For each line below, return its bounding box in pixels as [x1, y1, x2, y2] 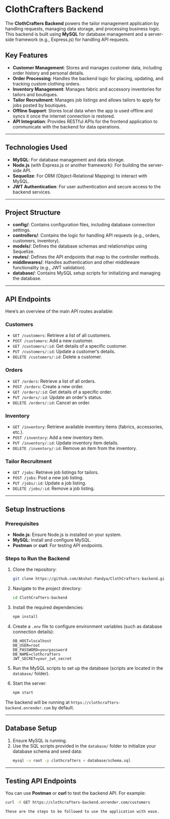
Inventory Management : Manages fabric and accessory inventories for [12, 86, 162, 92]
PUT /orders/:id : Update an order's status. [12, 394, 103, 400]
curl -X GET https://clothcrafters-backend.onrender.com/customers [5, 800, 151, 805]
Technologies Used [5, 143, 67, 152]
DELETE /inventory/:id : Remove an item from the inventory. [12, 445, 138, 452]
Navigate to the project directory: [12, 586, 82, 592]
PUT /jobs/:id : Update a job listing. [12, 480, 87, 486]
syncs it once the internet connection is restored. [12, 113, 115, 119]
